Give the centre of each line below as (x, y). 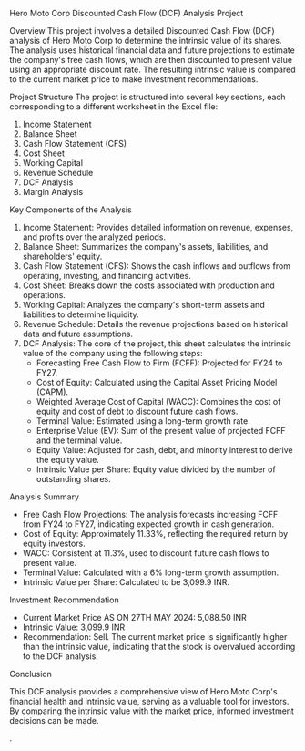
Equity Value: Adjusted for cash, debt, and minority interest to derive (164, 450)
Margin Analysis (53, 192)
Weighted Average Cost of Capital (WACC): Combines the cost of (158, 401)
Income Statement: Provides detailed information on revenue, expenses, (158, 227)
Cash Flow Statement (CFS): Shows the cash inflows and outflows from (157, 266)
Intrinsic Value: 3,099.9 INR (74, 627)
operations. (44, 295)
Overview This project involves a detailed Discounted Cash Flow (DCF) (142, 31)
